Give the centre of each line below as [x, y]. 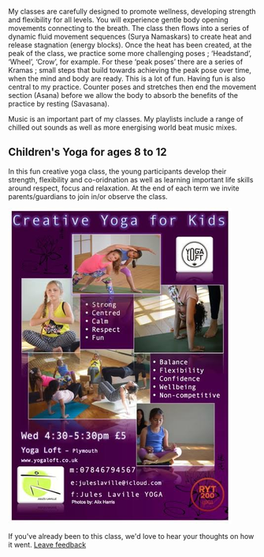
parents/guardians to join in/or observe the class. [88, 196]
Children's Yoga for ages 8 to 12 [87, 152]
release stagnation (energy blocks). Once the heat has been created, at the [130, 45]
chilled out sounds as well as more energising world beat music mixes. [123, 127]
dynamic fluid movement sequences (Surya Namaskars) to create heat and [130, 36]
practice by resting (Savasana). [59, 103]
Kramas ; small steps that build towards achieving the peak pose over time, [130, 70]
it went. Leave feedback [47, 544]
